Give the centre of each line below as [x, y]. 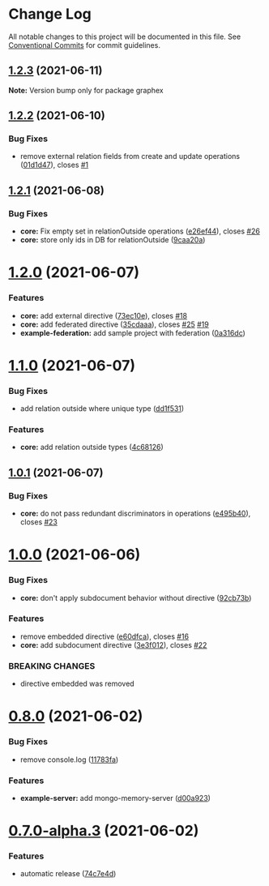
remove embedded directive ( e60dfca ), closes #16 [104, 636]
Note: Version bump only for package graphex [86, 90]
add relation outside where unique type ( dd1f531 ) [102, 409]
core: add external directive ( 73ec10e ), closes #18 [104, 315]
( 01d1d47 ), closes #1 [54, 165]
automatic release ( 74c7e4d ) [68, 874]
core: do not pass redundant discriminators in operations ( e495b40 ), [135, 514]
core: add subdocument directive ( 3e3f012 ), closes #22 [113, 644]
